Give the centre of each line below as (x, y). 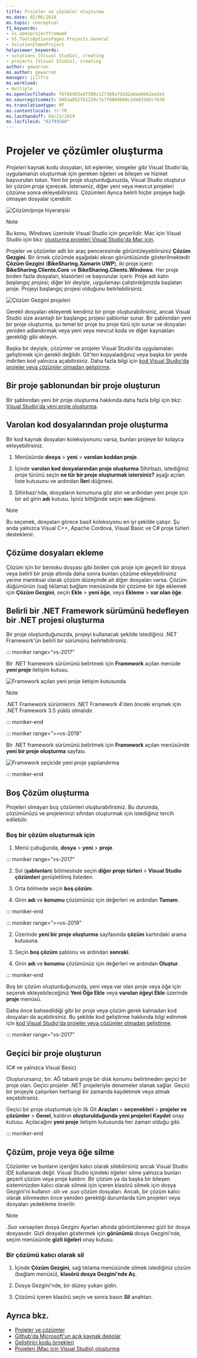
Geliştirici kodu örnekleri (44, 1343)
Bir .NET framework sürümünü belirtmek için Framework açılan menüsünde (98, 745)
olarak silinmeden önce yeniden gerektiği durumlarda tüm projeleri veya (93, 1198)
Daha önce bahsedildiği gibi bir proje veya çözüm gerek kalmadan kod (91, 1011)
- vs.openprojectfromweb (37, 34)
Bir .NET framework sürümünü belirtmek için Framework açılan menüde (93, 664)
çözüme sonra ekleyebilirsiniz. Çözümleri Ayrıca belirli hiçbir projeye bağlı (96, 192)
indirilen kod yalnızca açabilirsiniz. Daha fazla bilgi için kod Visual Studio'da (98, 361)
